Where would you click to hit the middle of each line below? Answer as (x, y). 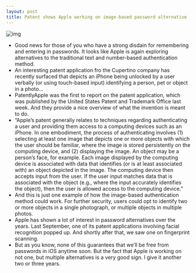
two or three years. (37, 263)
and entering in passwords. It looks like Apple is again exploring (91, 51)
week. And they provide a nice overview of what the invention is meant (100, 107)
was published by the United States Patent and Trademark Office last (98, 101)
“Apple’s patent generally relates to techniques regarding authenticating (101, 120)
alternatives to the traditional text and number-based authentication (96, 58)
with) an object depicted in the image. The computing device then (94, 170)
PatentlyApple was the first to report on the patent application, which (97, 95)
